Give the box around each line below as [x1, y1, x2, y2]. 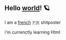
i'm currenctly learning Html [4, 29, 61, 35]
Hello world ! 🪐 [4, 4, 50, 12]
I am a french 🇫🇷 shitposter [4, 19, 61, 25]
